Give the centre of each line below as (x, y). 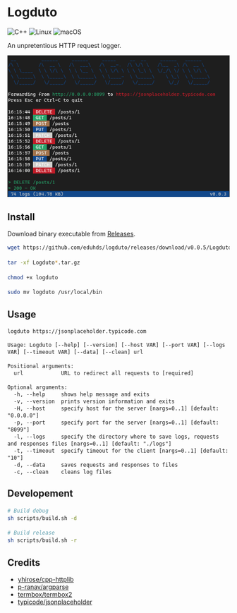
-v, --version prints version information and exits (94, 401)
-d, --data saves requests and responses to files (96, 465)
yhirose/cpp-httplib (45, 579)
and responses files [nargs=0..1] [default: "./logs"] (90, 444)
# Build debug (28, 511)
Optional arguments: (38, 387)
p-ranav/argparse (43, 587)
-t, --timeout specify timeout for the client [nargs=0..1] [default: (121, 451)
